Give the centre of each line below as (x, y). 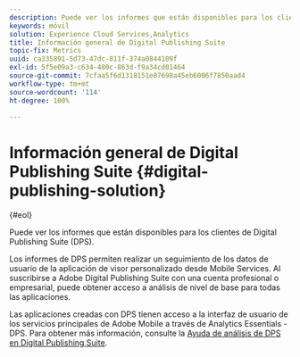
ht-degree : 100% (39, 100)
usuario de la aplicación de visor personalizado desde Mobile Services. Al (145, 269)
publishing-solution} (88, 191)
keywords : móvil (39, 26)
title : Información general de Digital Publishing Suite (117, 42)
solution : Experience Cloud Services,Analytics (100, 34)
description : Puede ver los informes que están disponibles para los (142, 17)
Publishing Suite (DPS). (52, 242)
